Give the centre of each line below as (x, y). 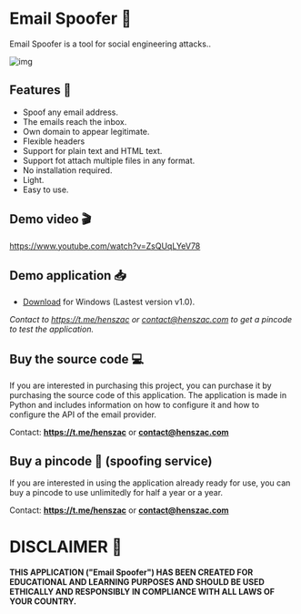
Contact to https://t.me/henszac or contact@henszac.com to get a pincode (151, 320)
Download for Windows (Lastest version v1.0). (109, 302)
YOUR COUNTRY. (43, 601)
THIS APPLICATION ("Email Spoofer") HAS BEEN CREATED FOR (131, 572)
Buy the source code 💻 (76, 359)
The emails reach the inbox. (75, 121)
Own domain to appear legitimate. (86, 131)
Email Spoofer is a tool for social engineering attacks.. (110, 44)
